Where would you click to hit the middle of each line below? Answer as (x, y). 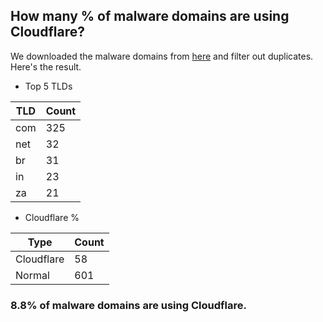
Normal (32, 275)
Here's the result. (46, 66)
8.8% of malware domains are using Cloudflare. (128, 305)
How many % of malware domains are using (150, 16)
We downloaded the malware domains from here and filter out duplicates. (162, 56)
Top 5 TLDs (48, 86)
